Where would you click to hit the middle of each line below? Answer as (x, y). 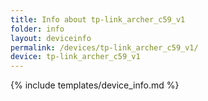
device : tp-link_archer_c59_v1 (75, 57)
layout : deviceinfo (51, 38)
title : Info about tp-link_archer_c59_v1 (98, 19)
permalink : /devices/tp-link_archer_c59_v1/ (104, 47)
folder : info (37, 29)
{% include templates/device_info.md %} (95, 85)
